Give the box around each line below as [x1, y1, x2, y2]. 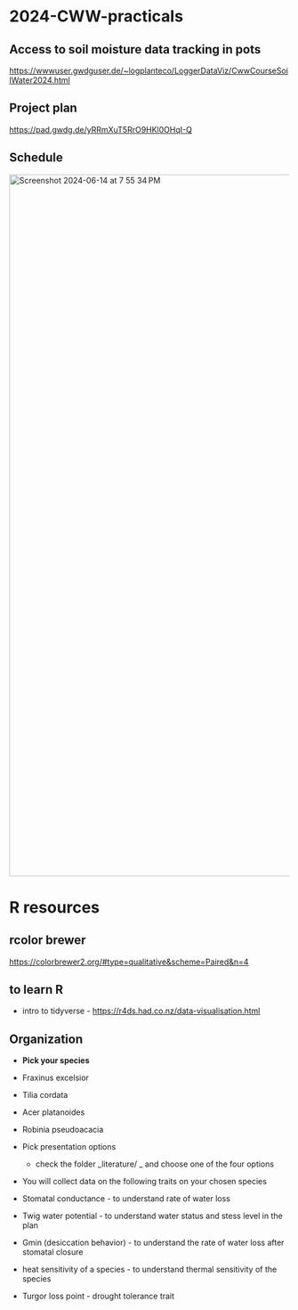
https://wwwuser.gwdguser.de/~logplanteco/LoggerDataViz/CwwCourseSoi [9, 65, 289, 76]
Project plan [9, 101, 77, 116]
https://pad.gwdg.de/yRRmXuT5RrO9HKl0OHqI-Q [9, 124, 193, 135]
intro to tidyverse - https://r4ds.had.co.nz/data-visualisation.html [21, 1005, 261, 1017]
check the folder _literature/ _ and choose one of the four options [35, 1159, 274, 1169]
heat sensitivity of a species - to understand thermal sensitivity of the [21, 1264, 278, 1275]
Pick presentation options [21, 1142, 117, 1152]
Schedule [9, 150, 64, 166]
